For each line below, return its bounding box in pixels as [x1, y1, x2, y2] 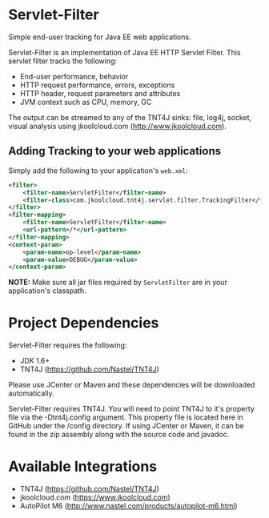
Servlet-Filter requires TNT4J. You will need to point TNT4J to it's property [8, 404, 255, 414]
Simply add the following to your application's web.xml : [8, 166, 188, 175]
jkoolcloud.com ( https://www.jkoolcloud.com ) [19, 492, 171, 502]
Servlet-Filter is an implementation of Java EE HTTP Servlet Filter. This [8, 47, 242, 57]
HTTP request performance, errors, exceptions [19, 80, 175, 90]
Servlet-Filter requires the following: [8, 340, 127, 350]
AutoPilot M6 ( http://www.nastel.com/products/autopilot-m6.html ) [19, 501, 238, 511]
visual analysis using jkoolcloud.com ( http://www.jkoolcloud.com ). [8, 121, 227, 131]
